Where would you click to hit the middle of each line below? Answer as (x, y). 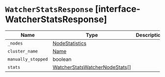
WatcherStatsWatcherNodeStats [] (92, 67)
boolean (62, 59)
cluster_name (23, 51)
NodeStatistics (69, 43)
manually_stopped (28, 59)
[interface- (118, 9)
